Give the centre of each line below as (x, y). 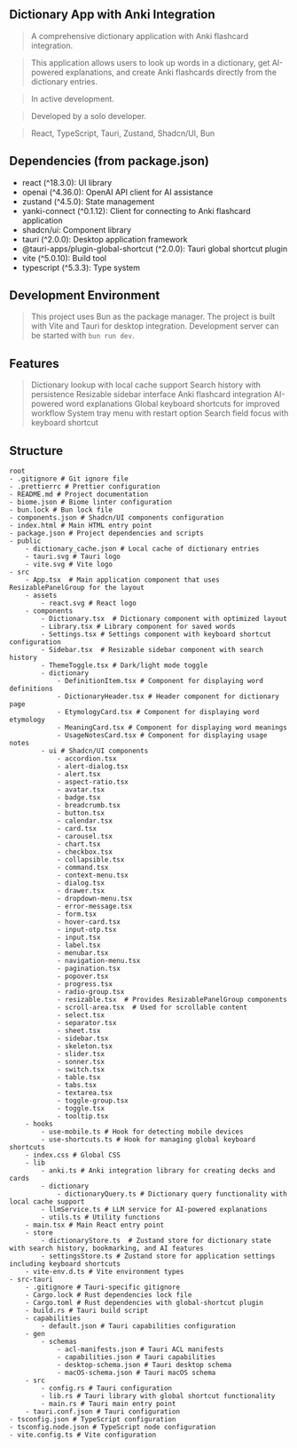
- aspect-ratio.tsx (92, 782)
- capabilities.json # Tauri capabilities (136, 1357)
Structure (36, 451)
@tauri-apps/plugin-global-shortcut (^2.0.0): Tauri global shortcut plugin (155, 249)
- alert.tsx (78, 775)
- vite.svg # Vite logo (69, 565)
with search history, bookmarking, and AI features (106, 1249)
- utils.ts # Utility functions (101, 1217)
